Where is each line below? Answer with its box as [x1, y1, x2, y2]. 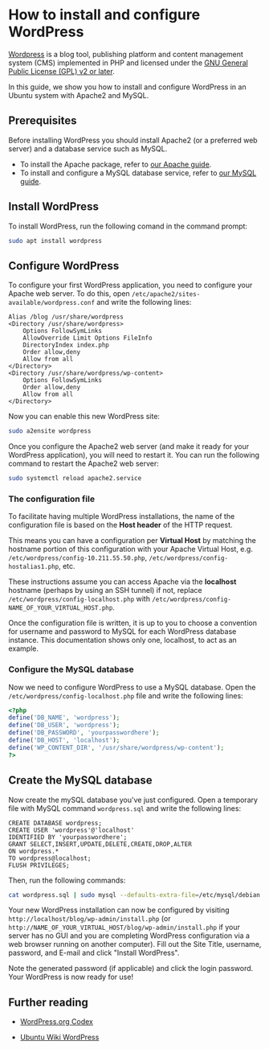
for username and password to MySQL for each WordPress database [8, 627, 237, 636]
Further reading [8, 995, 88, 1009]
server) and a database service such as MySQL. [8, 143, 168, 154]
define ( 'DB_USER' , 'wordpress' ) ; [8, 722, 120, 730]
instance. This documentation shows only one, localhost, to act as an [8, 636, 237, 645]
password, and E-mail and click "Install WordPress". [8, 948, 180, 958]
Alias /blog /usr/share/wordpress [8, 313, 124, 321]
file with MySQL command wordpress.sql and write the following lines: [8, 803, 242, 813]
